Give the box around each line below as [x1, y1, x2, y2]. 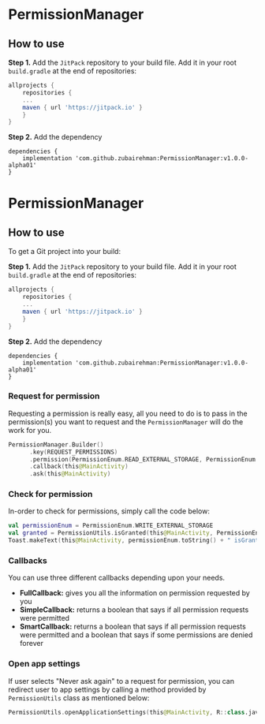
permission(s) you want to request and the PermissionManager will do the [8, 416, 244, 427]
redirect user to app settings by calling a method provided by [8, 685, 207, 694]
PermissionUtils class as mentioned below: [8, 692, 150, 703]
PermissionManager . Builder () [8, 440, 104, 449]
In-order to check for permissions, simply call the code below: [8, 506, 211, 516]
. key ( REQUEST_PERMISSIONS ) [28, 448, 118, 456]
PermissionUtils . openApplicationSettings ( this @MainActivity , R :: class [8, 708, 245, 716]
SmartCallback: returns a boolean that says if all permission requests [19, 621, 246, 632]
